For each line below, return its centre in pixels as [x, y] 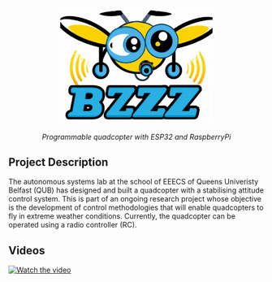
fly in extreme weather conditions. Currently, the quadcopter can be [122, 216]
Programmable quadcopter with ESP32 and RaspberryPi [136, 137]
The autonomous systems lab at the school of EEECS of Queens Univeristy [134, 182]
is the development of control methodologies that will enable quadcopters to [136, 208]
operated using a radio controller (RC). [73, 225]
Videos [27, 250]
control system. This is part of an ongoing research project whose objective [135, 199]
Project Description [58, 162]
